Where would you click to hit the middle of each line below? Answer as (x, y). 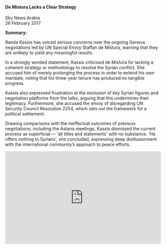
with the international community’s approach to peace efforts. (68, 145)
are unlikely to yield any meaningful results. (49, 53)
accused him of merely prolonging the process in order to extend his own (80, 73)
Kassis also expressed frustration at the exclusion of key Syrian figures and (82, 93)
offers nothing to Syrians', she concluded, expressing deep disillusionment (81, 139)
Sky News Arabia (23, 18)
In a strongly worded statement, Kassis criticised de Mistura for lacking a (79, 62)
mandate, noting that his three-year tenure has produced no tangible (75, 78)
